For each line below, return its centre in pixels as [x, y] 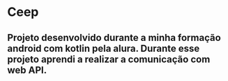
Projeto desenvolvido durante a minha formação [114, 38]
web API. [27, 70]
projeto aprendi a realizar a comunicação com [109, 59]
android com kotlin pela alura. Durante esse [104, 48]
